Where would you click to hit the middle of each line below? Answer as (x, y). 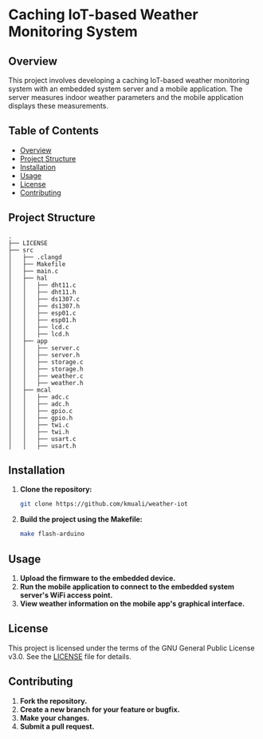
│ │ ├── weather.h (46, 383)
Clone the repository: (56, 490)
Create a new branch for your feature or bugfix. (100, 709)
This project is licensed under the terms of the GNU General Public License (131, 648)
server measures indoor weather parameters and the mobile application (126, 97)
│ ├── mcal (30, 390)
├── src (21, 250)
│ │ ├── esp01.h (43, 320)
